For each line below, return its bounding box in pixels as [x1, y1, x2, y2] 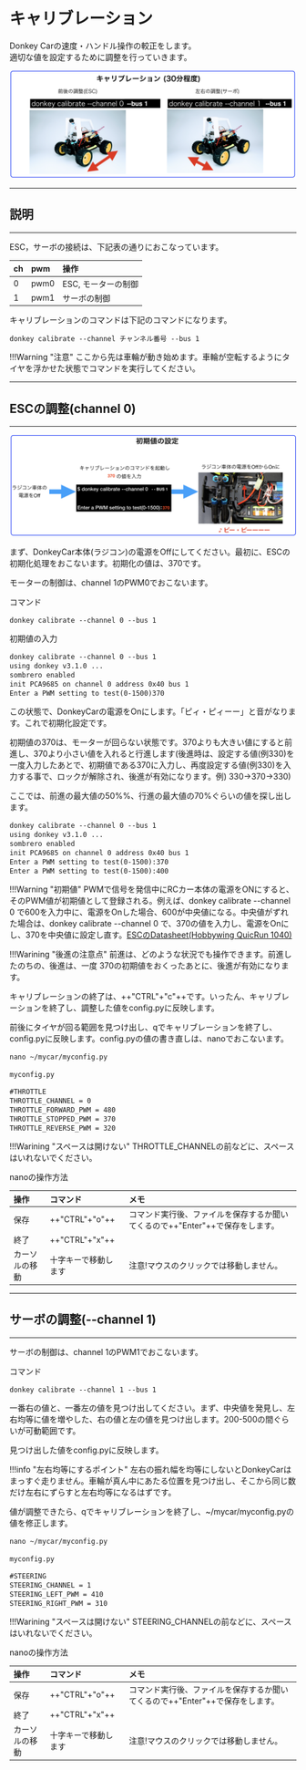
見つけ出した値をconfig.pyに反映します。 [9, 1444, 164, 1455]
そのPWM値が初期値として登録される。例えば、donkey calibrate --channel [9, 895, 291, 906]
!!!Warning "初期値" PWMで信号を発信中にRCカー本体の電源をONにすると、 [9, 884, 294, 895]
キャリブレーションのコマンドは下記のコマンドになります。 [9, 315, 232, 326]
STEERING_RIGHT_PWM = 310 [9, 1599, 107, 1608]
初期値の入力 [9, 633, 57, 644]
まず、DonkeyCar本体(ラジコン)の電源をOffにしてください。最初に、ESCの [9, 546, 291, 557]
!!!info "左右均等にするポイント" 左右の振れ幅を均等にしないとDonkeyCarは [9, 1464, 292, 1475]
